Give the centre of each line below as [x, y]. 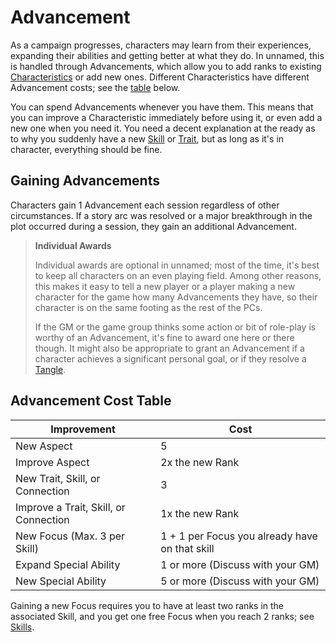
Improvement [83, 429]
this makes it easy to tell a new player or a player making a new [165, 286]
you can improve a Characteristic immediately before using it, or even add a [166, 117]
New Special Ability [61, 581]
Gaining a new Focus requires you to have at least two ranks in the [147, 605]
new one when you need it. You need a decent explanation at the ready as [163, 128]
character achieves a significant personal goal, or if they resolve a [170, 358]
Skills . [22, 627]
